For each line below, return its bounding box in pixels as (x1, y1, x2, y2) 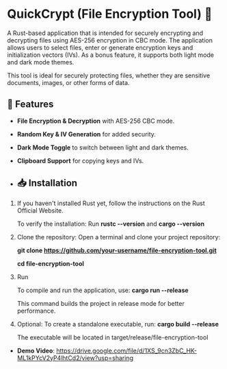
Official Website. (16, 206, 64, 215)
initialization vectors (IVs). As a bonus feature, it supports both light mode (7, 51, 214, 59)
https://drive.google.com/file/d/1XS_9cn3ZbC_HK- (55, 346, 197, 355)
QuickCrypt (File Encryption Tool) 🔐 (7, 6, 213, 22)
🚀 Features (7, 99, 54, 110)
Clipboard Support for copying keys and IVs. (16, 156, 144, 165)
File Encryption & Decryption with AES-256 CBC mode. (16, 117, 175, 125)
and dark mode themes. (7, 58, 75, 66)
